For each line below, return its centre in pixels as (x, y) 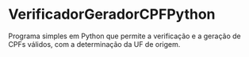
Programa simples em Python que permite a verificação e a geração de (125, 36)
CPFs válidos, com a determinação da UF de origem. (94, 44)
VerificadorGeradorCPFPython (112, 14)
